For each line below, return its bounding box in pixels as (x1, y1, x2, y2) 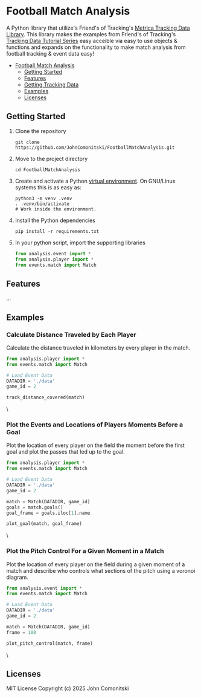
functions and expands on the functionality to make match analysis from (6, 44, 186, 51)
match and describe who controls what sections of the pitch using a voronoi (6, 567, 196, 574)
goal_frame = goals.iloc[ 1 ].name (6, 510, 91, 516)
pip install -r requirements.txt (14, 228, 100, 234)
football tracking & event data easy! (6, 50, 95, 57)
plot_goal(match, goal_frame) (6, 521, 83, 527)
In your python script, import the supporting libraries (14, 239, 146, 246)
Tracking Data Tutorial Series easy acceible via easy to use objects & (6, 37, 178, 44)
